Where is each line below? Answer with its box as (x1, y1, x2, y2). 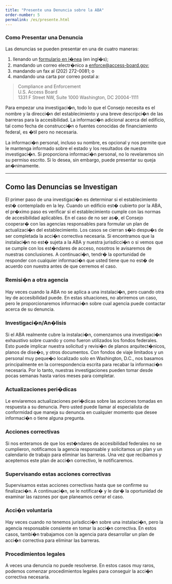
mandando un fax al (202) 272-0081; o (12, 68, 95, 74)
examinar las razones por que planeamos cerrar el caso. (5, 494, 124, 500)
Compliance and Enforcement (17, 83, 81, 89)
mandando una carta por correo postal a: (12, 73, 100, 80)
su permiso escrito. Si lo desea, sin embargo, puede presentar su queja (5, 157, 156, 163)
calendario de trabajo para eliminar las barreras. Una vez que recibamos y (5, 451, 162, 458)
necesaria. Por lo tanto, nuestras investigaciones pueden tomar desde (5, 367, 153, 373)
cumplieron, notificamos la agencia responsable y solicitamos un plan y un (5, 446, 163, 452)
